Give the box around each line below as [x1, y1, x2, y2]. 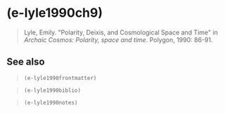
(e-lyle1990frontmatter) [23, 74, 97, 81]
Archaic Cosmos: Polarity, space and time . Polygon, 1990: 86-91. [23, 35, 213, 44]
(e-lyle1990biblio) [23, 86, 82, 94]
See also [6, 56, 45, 68]
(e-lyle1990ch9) [6, 5, 103, 21]
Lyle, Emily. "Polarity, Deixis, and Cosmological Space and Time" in [23, 28, 219, 36]
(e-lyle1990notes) [23, 99, 78, 106]
